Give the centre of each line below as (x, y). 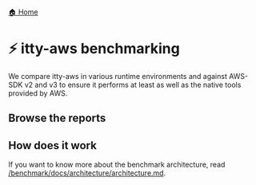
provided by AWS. (38, 93)
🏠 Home (23, 12)
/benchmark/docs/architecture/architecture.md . (87, 173)
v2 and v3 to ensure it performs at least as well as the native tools (133, 85)
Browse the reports (57, 118)
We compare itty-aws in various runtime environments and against (118, 76)
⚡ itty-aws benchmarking (94, 49)
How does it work (53, 146)
